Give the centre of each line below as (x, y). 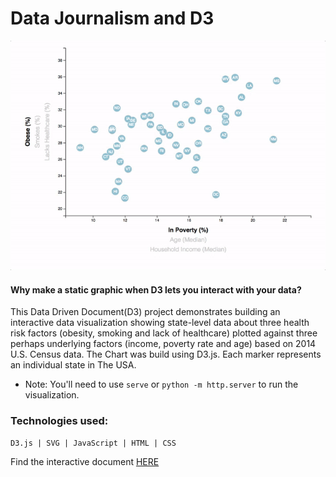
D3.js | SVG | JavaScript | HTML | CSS (93, 443)
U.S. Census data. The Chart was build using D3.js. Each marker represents (166, 354)
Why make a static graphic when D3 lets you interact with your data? (156, 289)
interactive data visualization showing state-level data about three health (160, 323)
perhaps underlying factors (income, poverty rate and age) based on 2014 (163, 344)
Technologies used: (59, 421)
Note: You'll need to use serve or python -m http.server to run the (161, 384)
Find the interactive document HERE (85, 462)
